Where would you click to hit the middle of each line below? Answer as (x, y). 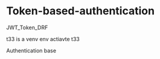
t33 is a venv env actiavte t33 (43, 39)
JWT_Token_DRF (27, 27)
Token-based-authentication (81, 11)
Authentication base (31, 50)
